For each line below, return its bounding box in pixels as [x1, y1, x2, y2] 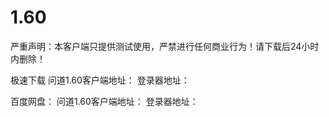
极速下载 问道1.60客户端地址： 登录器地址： [10, 74, 190, 86]
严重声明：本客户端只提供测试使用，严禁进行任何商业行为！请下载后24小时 [10, 40, 320, 52]
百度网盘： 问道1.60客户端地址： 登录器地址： [10, 95, 199, 107]
